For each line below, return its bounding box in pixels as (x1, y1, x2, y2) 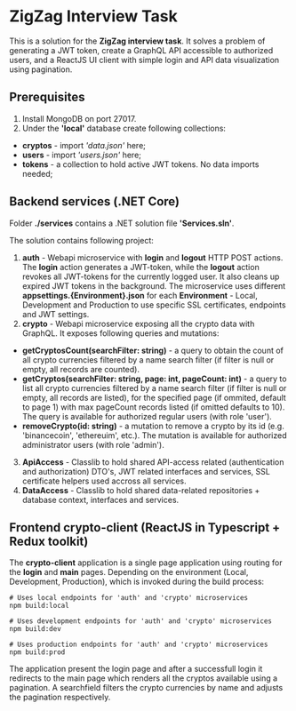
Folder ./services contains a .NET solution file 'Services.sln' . (9, 218, 235, 228)
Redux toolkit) (9, 533, 89, 548)
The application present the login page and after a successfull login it (9, 664, 263, 675)
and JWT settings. (21, 308, 90, 319)
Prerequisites (9, 90, 85, 105)
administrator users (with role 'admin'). (21, 439, 164, 450)
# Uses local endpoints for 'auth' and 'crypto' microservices (9, 594, 249, 603)
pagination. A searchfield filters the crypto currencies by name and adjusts (9, 683, 284, 693)
